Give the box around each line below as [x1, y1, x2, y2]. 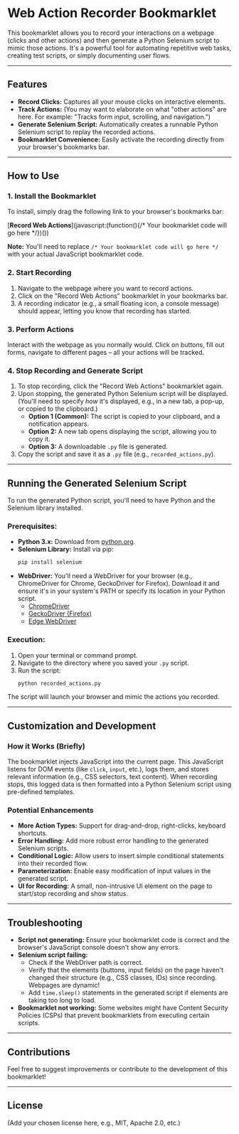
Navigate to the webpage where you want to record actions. [17, 284, 194, 292]
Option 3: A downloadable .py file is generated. [28, 442, 169, 451]
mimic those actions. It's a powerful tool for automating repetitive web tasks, [7, 43, 232, 52]
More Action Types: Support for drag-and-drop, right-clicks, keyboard [17, 821, 226, 830]
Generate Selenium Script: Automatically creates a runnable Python [17, 119, 218, 129]
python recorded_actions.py [17, 680, 101, 687]
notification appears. [28, 419, 90, 428]
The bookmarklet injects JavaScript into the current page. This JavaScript [7, 757, 224, 766]
